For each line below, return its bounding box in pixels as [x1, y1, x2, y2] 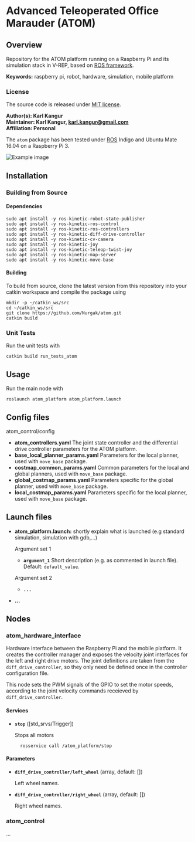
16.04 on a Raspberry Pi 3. [6, 142, 70, 150]
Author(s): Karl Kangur [6, 113, 63, 120]
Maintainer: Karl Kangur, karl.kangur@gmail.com [6, 118, 129, 125]
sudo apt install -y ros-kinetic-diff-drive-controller [6, 231, 145, 237]
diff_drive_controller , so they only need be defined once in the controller [6, 664, 187, 671]
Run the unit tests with [6, 342, 60, 349]
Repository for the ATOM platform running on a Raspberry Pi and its [6, 56, 169, 62]
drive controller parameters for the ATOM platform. [14, 445, 138, 452]
